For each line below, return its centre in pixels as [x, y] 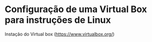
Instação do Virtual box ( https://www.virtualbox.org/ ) [60, 34]
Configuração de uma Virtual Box [76, 9]
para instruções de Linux [58, 20]
